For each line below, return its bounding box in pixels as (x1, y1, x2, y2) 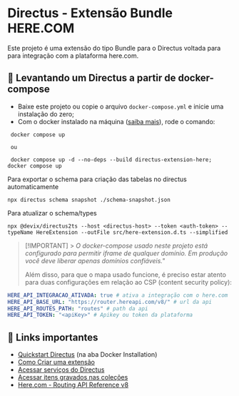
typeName (7, 228, 34, 236)
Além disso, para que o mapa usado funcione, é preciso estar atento (24, 270, 227, 279)
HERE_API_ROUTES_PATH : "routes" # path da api (7, 305, 148, 312)
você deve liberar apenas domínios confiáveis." (24, 256, 166, 265)
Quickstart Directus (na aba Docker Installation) (17, 350, 158, 359)
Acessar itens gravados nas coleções (17, 373, 128, 382)
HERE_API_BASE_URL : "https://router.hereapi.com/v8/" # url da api (7, 298, 213, 305)
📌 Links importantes (7, 331, 98, 343)
